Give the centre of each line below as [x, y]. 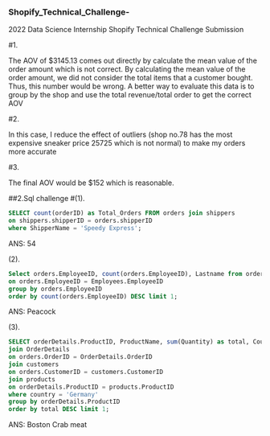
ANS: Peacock [32, 311]
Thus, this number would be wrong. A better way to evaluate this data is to [131, 86]
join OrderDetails [39, 350]
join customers [34, 364]
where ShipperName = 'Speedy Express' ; [75, 228]
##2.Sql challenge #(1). [47, 199]
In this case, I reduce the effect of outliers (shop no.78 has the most [121, 134]
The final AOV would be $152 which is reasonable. [91, 183]
